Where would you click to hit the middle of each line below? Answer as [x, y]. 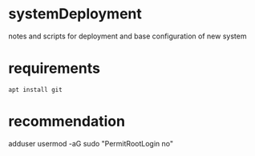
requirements [54, 68]
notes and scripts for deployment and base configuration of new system [127, 36]
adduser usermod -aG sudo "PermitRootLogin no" [91, 143]
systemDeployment [75, 14]
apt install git [35, 90]
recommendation [67, 122]
